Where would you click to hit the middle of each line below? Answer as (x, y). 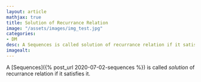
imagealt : (19, 51)
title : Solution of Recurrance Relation (57, 23)
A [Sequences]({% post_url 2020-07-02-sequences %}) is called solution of (100, 67)
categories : (21, 34)
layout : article (26, 12)
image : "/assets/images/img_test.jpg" (54, 28)
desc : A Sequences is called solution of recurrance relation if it (93, 45)
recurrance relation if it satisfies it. (48, 73)
